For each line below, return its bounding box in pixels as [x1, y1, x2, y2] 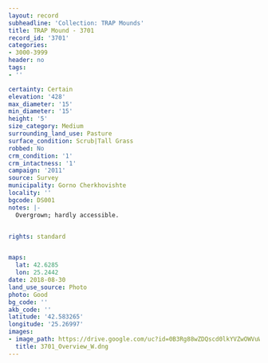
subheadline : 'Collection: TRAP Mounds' [8, 19, 145, 27]
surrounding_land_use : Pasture [8, 130, 112, 138]
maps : [8, 254, 26, 262]
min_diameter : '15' [8, 107, 73, 115]
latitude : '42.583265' [8, 313, 84, 321]
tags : [8, 64, 26, 72]
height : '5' [8, 115, 48, 123]
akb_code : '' [8, 306, 52, 314]
